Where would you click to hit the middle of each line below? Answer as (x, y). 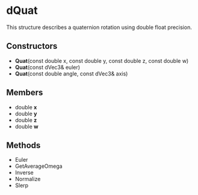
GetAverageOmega (39, 166)
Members (25, 93)
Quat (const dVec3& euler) (47, 67)
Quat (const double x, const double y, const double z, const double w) (102, 60)
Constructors (32, 46)
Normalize (28, 179)
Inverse (24, 173)
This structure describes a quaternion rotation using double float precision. (99, 27)
